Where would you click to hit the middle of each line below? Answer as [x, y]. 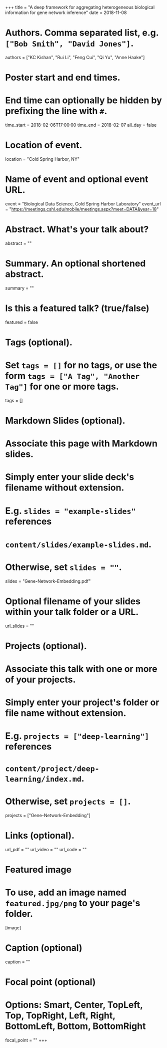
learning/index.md [43, 779]
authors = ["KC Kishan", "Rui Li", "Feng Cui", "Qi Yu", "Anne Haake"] [75, 57]
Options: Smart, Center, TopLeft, [74, 1005]
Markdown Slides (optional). [65, 421]
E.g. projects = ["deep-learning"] [77, 736]
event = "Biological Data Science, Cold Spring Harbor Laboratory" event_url [83, 204]
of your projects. [40, 680]
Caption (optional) [44, 948]
